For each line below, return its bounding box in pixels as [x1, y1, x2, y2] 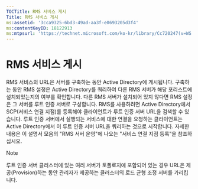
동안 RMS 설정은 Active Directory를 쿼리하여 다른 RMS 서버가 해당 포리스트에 [12, 86, 193, 93]
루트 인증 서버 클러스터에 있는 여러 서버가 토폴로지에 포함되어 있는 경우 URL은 [6, 162, 185, 169]
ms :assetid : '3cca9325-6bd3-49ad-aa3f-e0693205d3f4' [6, 19, 139, 25]
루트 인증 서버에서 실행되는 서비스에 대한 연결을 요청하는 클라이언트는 [23, 116, 183, 123]
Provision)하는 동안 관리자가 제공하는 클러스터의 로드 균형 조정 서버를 [12, 169, 173, 176]
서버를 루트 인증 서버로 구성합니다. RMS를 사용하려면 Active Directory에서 [18, 101, 191, 108]
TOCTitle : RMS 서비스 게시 [6, 8, 67, 15]
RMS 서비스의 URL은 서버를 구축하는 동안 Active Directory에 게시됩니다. [6, 79, 174, 86]
